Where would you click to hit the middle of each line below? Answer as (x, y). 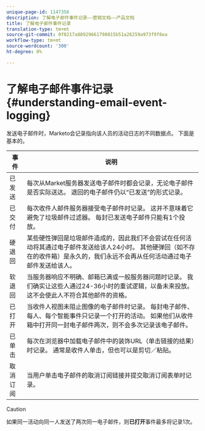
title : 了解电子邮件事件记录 (39, 23)
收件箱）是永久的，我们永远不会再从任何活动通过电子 (115, 256)
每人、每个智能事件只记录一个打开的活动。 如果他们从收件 (110, 316)
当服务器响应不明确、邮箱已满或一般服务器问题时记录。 (106, 277)
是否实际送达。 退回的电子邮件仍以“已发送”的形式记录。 (106, 192)
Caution (16, 409)
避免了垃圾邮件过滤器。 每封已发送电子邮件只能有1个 (103, 217)
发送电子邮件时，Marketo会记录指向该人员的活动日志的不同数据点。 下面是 (100, 133)
